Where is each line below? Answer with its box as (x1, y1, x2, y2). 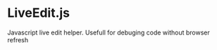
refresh (7, 35, 29, 44)
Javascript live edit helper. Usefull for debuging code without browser (7, 28, 210, 37)
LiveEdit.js (7, 5, 70, 21)
